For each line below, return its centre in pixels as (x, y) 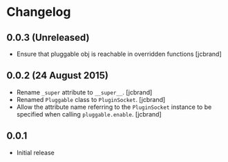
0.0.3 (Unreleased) (48, 38)
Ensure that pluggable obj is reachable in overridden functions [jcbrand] (119, 54)
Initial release (35, 152)
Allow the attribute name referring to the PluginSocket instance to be (114, 107)
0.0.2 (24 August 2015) (57, 75)
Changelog (39, 12)
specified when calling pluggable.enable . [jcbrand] (89, 114)
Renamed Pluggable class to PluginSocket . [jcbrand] (91, 99)
